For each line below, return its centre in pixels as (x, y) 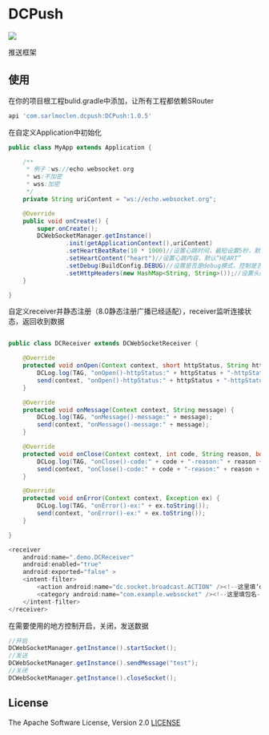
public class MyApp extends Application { (80, 147)
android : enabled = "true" (62, 565)
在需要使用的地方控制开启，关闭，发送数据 (78, 625)
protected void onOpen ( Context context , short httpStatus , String (136, 365)
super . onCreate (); (68, 228)
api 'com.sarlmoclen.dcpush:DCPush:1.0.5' (80, 116)
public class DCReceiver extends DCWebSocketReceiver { (103, 344)
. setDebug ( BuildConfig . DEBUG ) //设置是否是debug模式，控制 (158, 265)
